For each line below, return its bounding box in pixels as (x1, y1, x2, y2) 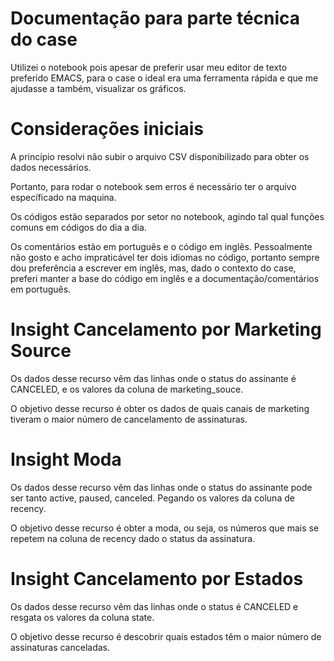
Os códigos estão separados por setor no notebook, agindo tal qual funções (10, 210, 325, 222)
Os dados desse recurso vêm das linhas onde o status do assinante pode (10, 481, 313, 493)
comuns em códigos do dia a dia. (10, 221, 147, 233)
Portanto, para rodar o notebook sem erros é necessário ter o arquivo (10, 180, 297, 192)
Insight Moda (10, 448, 122, 471)
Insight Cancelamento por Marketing (10, 318, 322, 341)
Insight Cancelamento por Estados (10, 567, 304, 590)
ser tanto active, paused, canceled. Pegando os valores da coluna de (10, 492, 295, 504)
